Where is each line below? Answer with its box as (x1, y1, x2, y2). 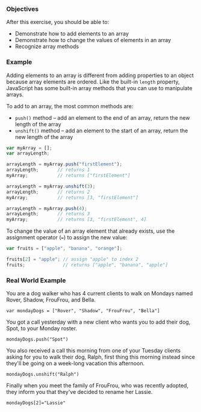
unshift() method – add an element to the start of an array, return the (14, 127, 188, 134)
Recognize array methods (14, 43, 79, 50)
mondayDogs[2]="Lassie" (6, 400, 66, 406)
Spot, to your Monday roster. (6, 325, 77, 332)
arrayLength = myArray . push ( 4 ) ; (6, 205, 87, 212)
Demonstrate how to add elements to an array (14, 30, 129, 37)
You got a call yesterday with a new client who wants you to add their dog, (6, 318, 191, 326)
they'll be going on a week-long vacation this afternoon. (6, 360, 145, 367)
